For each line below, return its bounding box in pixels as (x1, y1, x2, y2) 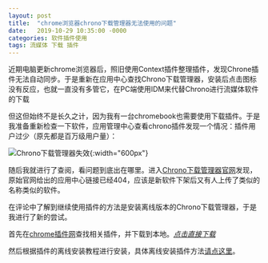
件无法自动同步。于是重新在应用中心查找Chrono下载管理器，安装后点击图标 (8, 74, 258, 84)
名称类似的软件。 (8, 185, 65, 195)
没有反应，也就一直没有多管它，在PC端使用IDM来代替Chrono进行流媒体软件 (8, 85, 259, 94)
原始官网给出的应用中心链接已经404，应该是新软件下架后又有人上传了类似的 (8, 175, 260, 185)
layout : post (8, 11, 52, 20)
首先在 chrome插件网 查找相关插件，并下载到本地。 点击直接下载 (8, 229, 216, 239)
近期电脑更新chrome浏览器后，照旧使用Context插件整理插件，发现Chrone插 (8, 65, 259, 74)
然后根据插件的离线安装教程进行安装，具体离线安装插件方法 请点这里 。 (8, 246, 240, 256)
